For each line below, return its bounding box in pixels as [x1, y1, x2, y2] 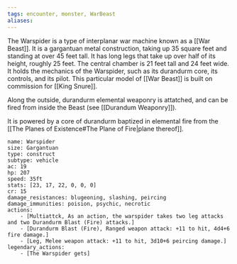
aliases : [7, 17, 33, 24]
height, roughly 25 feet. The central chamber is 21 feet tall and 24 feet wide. [7, 59, 229, 67]
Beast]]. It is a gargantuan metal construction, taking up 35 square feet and [7, 44, 227, 53]
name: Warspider [7, 138, 55, 145]
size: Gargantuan [7, 144, 59, 151]
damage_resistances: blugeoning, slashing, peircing [7, 194, 167, 201]
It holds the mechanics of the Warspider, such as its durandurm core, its [7, 67, 218, 75]
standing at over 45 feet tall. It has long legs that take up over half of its [7, 51, 216, 60]
